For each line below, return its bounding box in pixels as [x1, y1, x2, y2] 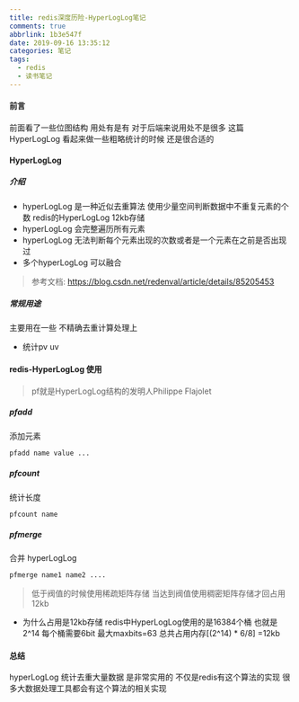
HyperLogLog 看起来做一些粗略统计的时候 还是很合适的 [9, 133, 215, 144]
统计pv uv [22, 342, 60, 352]
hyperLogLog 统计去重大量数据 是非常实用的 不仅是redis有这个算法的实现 [9, 671, 281, 683]
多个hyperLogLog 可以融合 [22, 257, 122, 268]
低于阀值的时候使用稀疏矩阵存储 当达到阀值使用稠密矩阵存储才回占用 [31, 588, 286, 599]
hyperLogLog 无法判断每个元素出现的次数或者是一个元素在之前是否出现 [22, 235, 287, 245]
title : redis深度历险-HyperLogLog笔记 [9, 13, 146, 22]
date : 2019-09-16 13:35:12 [9, 38, 110, 48]
